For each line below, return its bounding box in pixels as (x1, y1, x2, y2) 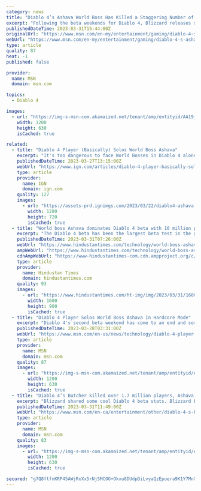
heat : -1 (6, 53, 28, 59)
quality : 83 (17, 437, 47, 443)
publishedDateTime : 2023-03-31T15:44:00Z (6, 25, 111, 32)
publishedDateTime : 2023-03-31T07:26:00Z (17, 236, 121, 242)
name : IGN (22, 181, 47, 187)
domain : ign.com (22, 186, 63, 192)
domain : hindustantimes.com (22, 276, 93, 282)
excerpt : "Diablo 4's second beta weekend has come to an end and (17, 320, 186, 326)
